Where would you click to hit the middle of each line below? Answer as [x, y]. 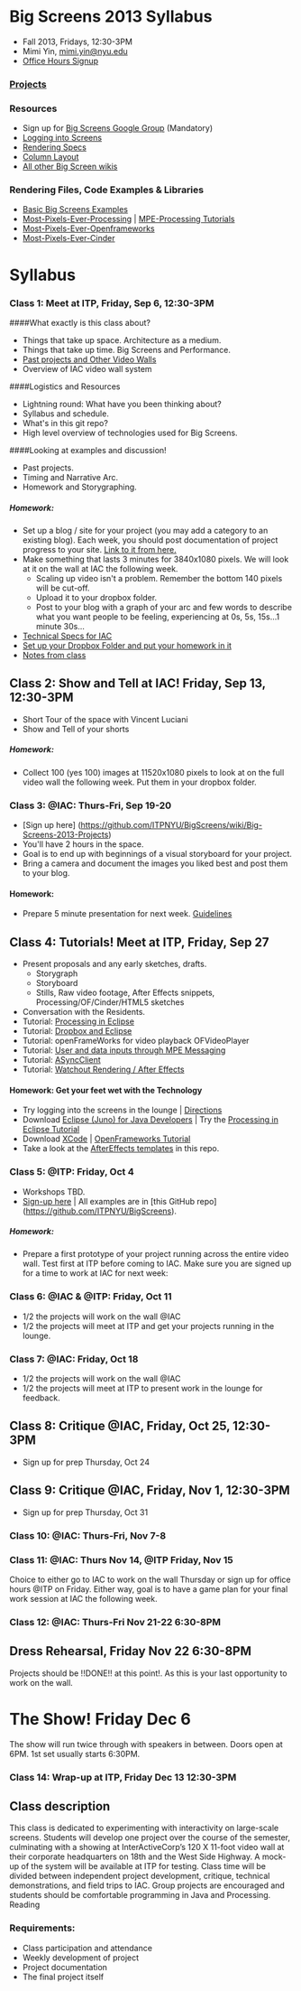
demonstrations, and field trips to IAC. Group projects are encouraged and [147, 1885]
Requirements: [42, 1928]
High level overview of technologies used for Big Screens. [130, 433]
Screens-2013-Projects [65, 834]
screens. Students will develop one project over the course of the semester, [150, 1837]
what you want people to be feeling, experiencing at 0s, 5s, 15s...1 [158, 617]
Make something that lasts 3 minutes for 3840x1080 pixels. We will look [155, 559]
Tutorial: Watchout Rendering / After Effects [103, 1069]
